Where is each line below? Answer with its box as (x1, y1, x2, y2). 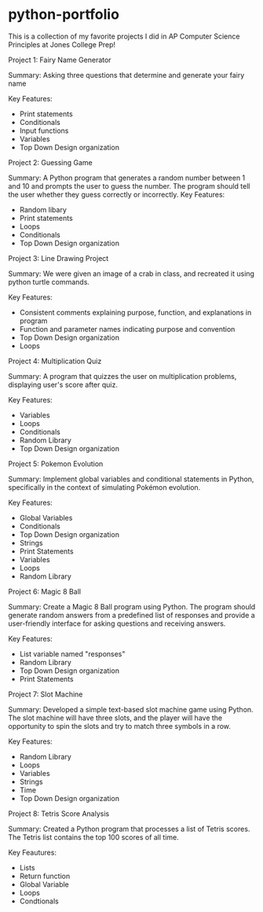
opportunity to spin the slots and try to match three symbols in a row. (8, 721, 232, 730)
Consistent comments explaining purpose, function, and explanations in (19, 307, 252, 317)
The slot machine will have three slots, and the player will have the (8, 713, 223, 723)
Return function (19, 871, 71, 881)
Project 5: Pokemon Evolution (8, 458, 104, 469)
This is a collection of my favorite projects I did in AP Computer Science (8, 31, 240, 41)
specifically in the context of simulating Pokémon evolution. (8, 482, 201, 492)
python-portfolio (8, 6, 120, 24)
